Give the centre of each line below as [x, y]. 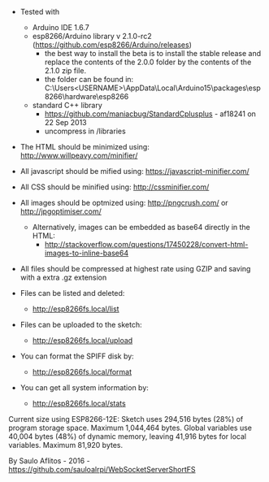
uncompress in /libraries [85, 131]
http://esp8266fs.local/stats [79, 403]
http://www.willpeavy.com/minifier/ [79, 155]
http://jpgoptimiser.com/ [61, 211]
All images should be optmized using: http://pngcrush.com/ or [124, 203]
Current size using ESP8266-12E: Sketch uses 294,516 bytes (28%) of [126, 419]
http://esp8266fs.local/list [76, 309]
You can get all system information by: [84, 388]
